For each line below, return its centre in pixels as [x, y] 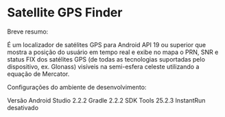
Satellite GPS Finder [65, 13]
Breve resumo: [28, 31]
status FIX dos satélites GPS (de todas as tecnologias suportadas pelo [106, 59]
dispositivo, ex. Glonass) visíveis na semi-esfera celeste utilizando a [103, 66]
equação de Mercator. [38, 74]
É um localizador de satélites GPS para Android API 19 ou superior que [107, 44]
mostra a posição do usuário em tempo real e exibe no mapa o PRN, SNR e [113, 52]
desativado [23, 107]
